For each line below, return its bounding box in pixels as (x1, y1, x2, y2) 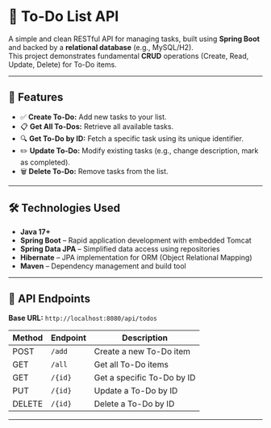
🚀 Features (8, 90, 64, 104)
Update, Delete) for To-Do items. (8, 60, 117, 69)
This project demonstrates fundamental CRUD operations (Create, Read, (8, 51, 249, 60)
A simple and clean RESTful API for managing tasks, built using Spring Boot (8, 34, 261, 44)
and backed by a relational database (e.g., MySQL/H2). (8, 42, 194, 52)
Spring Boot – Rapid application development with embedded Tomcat (19, 235, 252, 245)
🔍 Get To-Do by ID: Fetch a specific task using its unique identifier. (19, 133, 244, 143)
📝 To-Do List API (8, 7, 119, 26)
